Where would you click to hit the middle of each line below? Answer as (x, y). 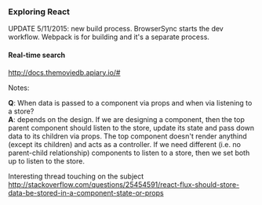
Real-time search (37, 55)
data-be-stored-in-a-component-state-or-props (86, 192)
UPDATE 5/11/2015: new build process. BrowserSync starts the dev (116, 29)
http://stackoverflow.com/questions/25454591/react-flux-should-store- (124, 184)
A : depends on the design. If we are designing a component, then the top (126, 119)
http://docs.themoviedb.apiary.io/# (64, 72)
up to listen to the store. (46, 161)
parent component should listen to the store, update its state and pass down (131, 128)
